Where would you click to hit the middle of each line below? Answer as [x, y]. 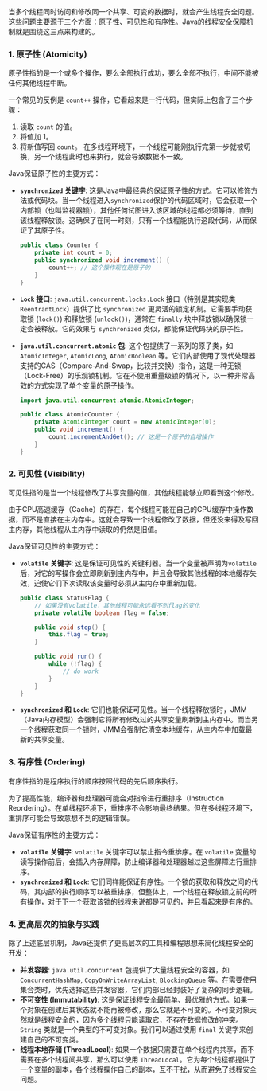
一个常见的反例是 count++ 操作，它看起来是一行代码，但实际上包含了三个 [127, 100]
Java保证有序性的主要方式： [54, 835]
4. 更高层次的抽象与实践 [54, 924]
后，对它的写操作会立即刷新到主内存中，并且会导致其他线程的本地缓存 [135, 573]
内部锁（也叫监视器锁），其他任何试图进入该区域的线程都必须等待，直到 [136, 210]
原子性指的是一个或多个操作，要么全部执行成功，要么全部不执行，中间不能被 [133, 73]
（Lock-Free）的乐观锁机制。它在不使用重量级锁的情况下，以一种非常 [134, 375]
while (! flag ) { [75, 664]
